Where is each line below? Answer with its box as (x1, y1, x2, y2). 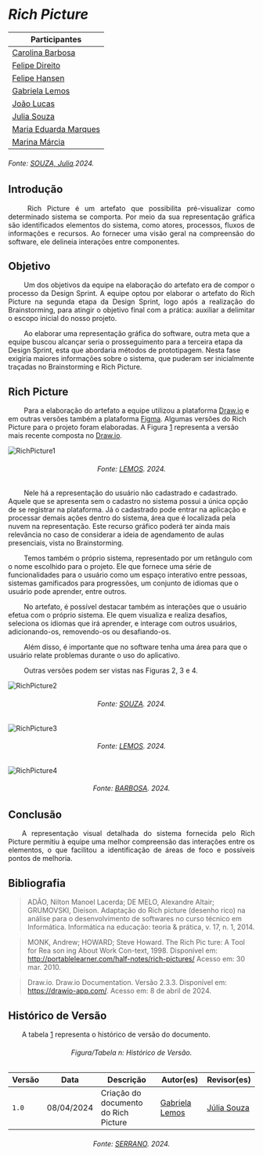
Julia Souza (12, 111, 55, 122)
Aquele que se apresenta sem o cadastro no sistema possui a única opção (8, 497, 249, 506)
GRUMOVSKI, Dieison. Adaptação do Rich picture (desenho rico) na (27, 906, 246, 915)
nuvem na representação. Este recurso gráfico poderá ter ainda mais (8, 522, 231, 531)
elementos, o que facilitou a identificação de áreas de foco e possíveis (8, 845, 255, 855)
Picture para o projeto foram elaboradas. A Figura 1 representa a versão (8, 422, 239, 432)
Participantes (30, 34, 82, 45)
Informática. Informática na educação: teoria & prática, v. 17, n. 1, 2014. (27, 922, 255, 932)
